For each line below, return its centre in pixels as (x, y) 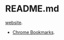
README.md (32, 9)
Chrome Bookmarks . (33, 32)
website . (14, 22)
